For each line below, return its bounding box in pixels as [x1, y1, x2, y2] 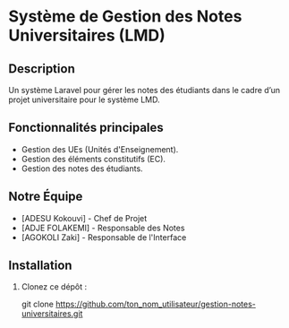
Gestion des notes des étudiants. [21, 163, 144, 174]
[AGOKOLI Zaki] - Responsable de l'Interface [21, 231, 187, 243]
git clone [21, 298, 55, 310]
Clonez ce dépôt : [21, 281, 88, 292]
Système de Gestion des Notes [8, 6, 242, 27]
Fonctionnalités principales [8, 120, 165, 135]
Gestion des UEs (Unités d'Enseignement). [21, 143, 179, 154]
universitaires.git [21, 308, 83, 319]
